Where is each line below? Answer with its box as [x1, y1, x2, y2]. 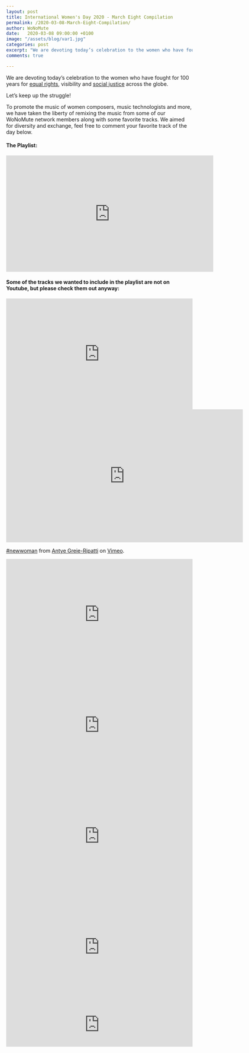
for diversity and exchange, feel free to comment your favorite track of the [6, 122, 187, 129]
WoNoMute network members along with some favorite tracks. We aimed [6, 116, 185, 123]
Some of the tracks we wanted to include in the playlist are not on [6, 278, 170, 286]
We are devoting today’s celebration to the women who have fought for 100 [6, 74, 189, 81]
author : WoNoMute [6, 25, 49, 31]
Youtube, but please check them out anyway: [6, 285, 120, 292]
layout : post [6, 8, 38, 15]
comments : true [6, 53, 44, 59]
